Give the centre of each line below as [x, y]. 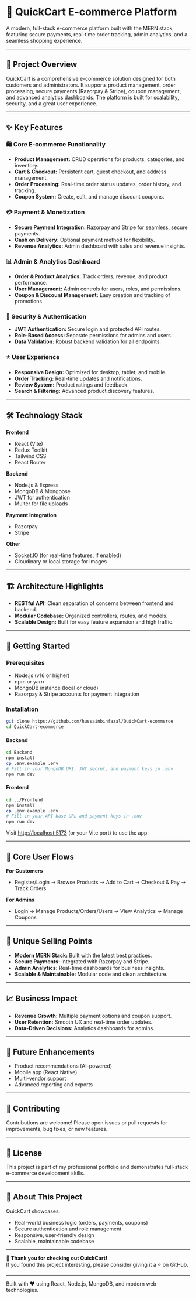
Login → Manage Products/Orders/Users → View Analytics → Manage [99, 911]
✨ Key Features [34, 127]
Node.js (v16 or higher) [42, 675]
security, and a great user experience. [52, 103]
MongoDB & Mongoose [43, 491]
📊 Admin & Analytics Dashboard [53, 261]
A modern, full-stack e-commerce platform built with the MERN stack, [90, 28]
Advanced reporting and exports [54, 1085]
